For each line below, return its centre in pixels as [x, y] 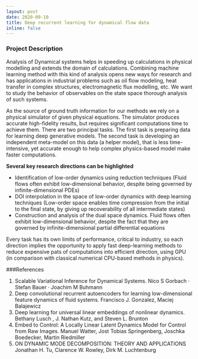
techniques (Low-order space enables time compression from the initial [102, 203]
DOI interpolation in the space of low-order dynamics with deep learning [103, 196]
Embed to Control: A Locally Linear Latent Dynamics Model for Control [100, 325]
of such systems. [27, 99]
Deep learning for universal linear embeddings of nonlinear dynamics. [100, 312]
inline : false [24, 28]
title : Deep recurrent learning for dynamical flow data [78, 22]
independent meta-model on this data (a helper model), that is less [87, 142]
